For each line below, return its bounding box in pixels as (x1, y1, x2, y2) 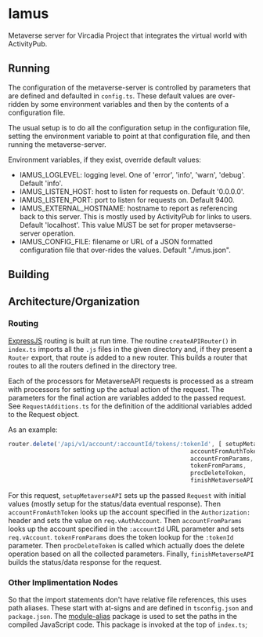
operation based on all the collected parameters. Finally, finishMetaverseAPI (8, 549, 254, 558)
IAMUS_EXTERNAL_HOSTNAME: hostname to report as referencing (19, 203, 238, 213)
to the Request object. (8, 409, 80, 419)
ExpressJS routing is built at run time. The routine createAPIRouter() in (8, 335, 237, 346)
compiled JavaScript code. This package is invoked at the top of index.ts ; (8, 620, 248, 629)
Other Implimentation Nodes (8, 577, 119, 588)
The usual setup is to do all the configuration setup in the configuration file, (8, 123, 250, 132)
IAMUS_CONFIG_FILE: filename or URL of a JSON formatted (19, 236, 213, 246)
